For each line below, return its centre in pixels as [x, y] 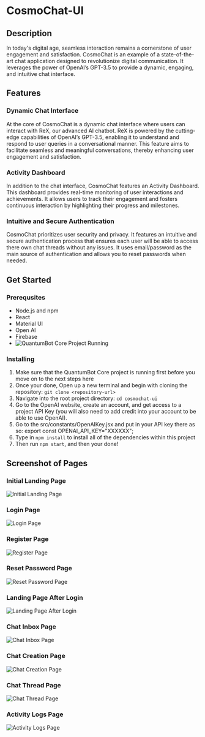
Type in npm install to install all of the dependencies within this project [105, 437]
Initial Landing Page [36, 480]
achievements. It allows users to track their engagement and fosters [92, 198]
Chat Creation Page [36, 656]
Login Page [24, 510]
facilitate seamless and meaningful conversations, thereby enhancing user [100, 150]
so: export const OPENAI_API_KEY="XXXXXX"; [74, 431]
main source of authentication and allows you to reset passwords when [96, 254]
